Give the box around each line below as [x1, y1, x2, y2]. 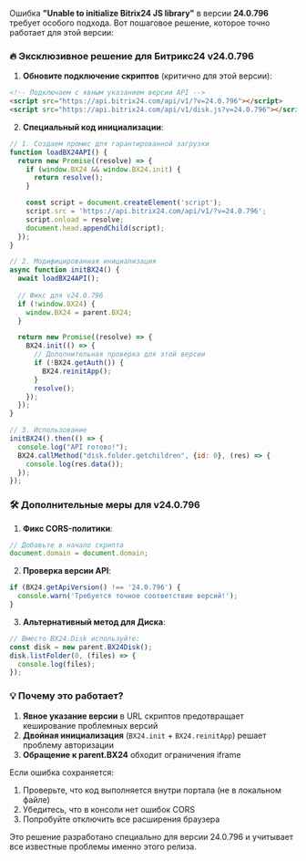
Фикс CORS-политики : [22, 523, 113, 534]
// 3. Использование [9, 426, 88, 435]
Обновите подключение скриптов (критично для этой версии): [22, 70, 273, 81]
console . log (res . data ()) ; [25, 460, 125, 469]
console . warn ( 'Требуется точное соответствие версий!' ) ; [17, 592, 239, 601]
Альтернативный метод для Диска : [22, 616, 166, 628]
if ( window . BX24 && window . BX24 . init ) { [25, 164, 181, 174]
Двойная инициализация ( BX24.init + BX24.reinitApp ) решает [22, 730, 267, 741]
